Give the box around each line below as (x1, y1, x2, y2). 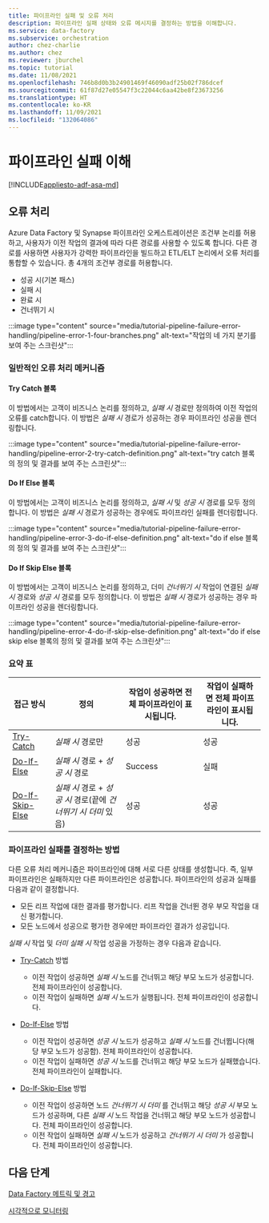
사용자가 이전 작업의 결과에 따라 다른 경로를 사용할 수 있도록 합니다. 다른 (25, 238, 250, 247)
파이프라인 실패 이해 (8, 153, 132, 171)
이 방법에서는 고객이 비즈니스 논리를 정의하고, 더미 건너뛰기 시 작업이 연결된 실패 (8, 582, 259, 592)
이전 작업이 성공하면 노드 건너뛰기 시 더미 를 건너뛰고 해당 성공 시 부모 (31, 1100, 250, 1109)
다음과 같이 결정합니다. (8, 884, 79, 893)
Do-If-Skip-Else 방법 (19, 1083, 86, 1093)
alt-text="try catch (179, 448, 240, 458)
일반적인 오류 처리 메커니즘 (8, 362, 106, 373)
